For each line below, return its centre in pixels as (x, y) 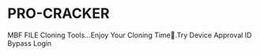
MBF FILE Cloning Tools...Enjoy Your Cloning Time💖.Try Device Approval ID (130, 35)
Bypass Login (30, 43)
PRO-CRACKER (58, 14)
